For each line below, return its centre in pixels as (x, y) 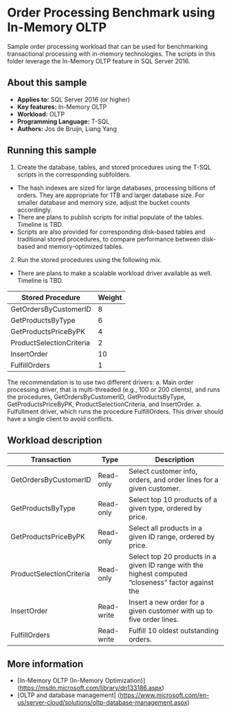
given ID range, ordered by (172, 537)
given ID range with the (166, 565)
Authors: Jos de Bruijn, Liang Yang (67, 128)
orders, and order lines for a (173, 480)
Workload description (55, 440)
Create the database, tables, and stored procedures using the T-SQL (114, 167)
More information (45, 664)
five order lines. (154, 620)
